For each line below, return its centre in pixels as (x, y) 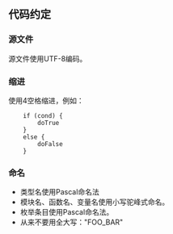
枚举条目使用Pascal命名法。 (67, 212)
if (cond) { (43, 115)
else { (34, 137)
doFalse (50, 144)
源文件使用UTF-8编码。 (48, 58)
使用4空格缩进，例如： (46, 100)
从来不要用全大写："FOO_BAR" (72, 222)
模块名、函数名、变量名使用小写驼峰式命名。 (95, 202)
